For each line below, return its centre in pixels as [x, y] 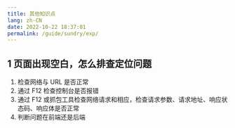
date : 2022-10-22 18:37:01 [47, 27]
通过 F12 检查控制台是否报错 [58, 91]
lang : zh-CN [25, 20]
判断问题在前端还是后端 [51, 117]
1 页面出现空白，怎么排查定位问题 [80, 64]
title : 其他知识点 [32, 14]
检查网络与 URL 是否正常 [53, 82]
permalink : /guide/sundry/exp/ [53, 33]
